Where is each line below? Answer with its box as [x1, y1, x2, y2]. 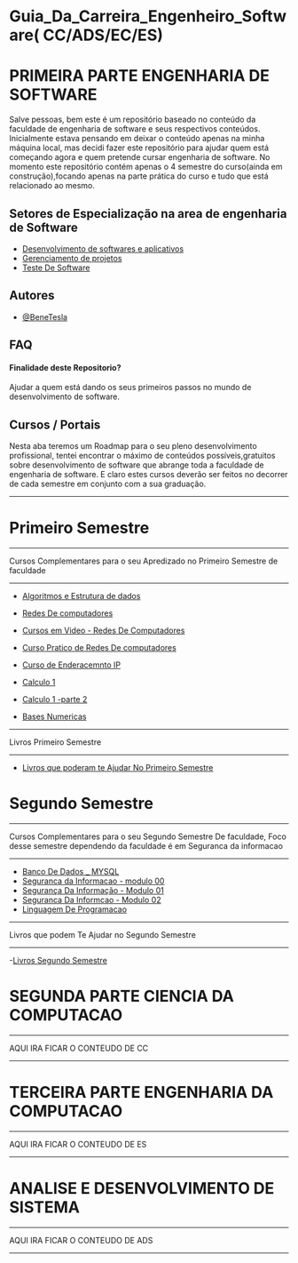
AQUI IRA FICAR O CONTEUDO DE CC [9, 1043, 149, 1053]
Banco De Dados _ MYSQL [21, 867, 120, 877]
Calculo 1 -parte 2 [21, 694, 88, 705]
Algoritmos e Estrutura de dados [21, 591, 141, 602]
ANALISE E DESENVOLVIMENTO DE [9, 1179, 275, 1199]
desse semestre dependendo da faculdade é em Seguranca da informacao [9, 841, 284, 851]
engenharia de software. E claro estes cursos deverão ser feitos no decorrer [9, 469, 288, 480]
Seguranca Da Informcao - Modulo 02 [21, 895, 161, 906]
